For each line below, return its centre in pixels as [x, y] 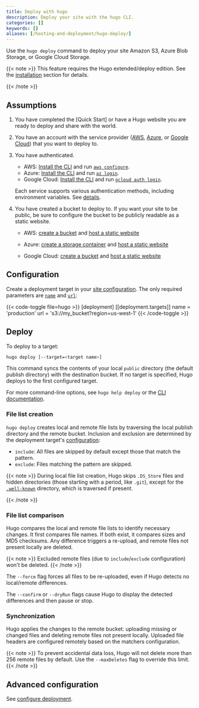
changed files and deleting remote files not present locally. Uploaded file [95, 635]
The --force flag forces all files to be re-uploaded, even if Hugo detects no [98, 577]
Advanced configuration [53, 684]
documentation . [26, 399]
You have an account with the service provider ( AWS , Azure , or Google [102, 137]
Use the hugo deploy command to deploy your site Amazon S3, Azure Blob [97, 51]
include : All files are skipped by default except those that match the [98, 451]
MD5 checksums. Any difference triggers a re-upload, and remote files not [97, 541]
